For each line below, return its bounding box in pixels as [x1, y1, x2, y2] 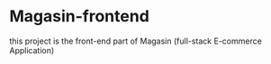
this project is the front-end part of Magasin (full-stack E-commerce [9, 36, 263, 46]
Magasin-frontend [9, 6, 150, 27]
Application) [9, 44, 55, 55]
